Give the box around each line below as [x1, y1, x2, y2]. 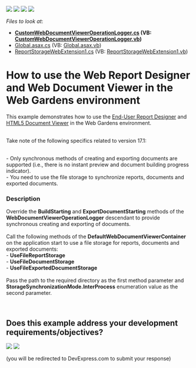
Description [6, 195, 41, 203]
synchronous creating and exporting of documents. [6, 221, 131, 228]
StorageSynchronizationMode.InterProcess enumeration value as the [6, 283, 178, 290]
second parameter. [6, 290, 52, 297]
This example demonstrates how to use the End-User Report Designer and [6, 113, 187, 120]
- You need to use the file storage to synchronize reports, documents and [6, 173, 184, 180]
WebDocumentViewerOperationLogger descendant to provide [6, 214, 160, 221]
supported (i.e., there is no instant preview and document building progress [6, 161, 190, 168]
